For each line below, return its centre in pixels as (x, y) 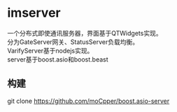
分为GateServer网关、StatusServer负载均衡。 (73, 42)
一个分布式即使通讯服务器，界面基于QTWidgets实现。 (85, 33)
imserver (34, 13)
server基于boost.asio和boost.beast (58, 59)
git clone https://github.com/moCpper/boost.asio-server (88, 101)
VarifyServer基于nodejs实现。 (50, 50)
